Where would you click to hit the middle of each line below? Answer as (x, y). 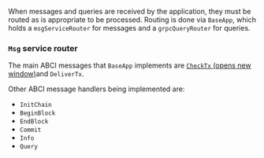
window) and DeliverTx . (46, 74)
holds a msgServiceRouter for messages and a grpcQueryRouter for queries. (129, 28)
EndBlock (34, 122)
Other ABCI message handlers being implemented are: (97, 89)
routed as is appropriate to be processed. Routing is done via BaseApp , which (132, 20)
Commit (30, 130)
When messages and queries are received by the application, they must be (130, 11)
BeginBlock (37, 113)
